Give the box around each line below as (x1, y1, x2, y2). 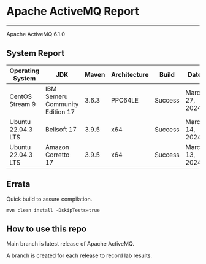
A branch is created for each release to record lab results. (6, 252, 152, 259)
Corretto (45, 150, 70, 159)
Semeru (45, 92, 69, 101)
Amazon (45, 142, 69, 151)
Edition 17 (45, 107, 75, 116)
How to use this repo (6, 223, 87, 234)
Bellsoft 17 (45, 125, 77, 133)
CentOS (9, 92, 32, 101)
